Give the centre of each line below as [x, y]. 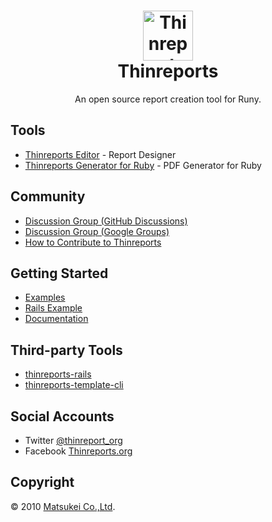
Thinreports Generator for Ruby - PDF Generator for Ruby [143, 165]
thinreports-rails [58, 374]
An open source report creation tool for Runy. [168, 99]
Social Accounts [62, 416]
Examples [45, 297]
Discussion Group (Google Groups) [97, 231]
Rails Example [53, 308]
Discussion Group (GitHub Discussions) [106, 221]
